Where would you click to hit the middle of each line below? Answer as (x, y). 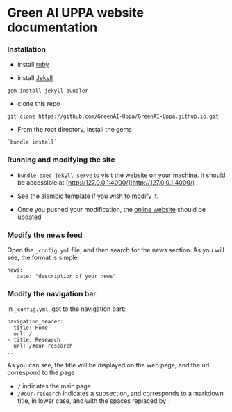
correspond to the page (41, 373)
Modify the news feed (45, 235)
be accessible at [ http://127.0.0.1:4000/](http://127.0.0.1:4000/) (106, 182)
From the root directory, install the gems (74, 130)
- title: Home (28, 328)
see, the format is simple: (43, 258)
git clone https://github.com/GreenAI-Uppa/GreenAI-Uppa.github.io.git (113, 116)
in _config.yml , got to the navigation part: (67, 309)
